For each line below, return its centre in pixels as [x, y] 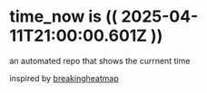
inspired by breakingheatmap [64, 78]
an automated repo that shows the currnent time [100, 60]
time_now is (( [64, 17]
